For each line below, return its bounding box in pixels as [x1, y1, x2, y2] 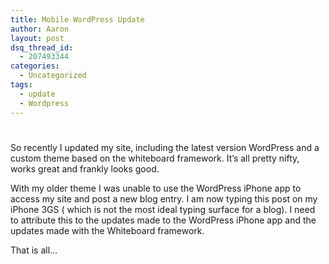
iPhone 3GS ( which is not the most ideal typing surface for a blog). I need [10, 203, 316, 215]
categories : [10, 61, 60, 71]
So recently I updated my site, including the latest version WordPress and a [10, 141, 320, 153]
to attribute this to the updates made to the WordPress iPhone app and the [10, 214, 317, 226]
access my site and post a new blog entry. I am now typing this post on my [10, 192, 318, 205]
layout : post [10, 33, 65, 43]
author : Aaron [10, 24, 70, 34]
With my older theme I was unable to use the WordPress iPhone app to [10, 182, 302, 194]
